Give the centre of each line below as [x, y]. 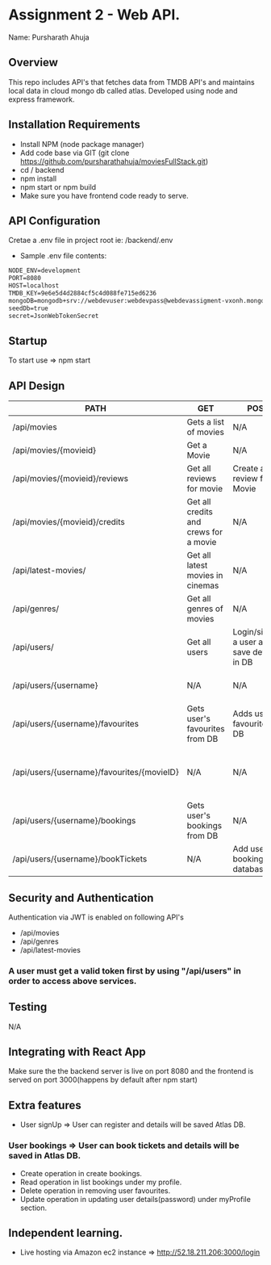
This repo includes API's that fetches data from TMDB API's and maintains [132, 82]
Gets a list [205, 422]
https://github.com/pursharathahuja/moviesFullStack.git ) [114, 161]
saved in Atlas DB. [45, 1156]
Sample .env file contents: [63, 256]
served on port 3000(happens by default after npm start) [103, 1080]
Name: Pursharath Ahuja [49, 37]
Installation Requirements [75, 125]
